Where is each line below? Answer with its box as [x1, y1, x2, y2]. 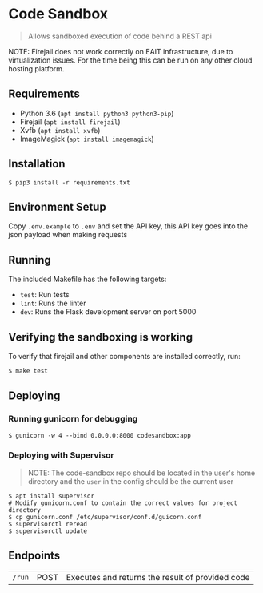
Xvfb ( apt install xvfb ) [19, 125, 101, 135]
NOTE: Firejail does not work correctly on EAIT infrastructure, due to [8, 46, 233, 56]
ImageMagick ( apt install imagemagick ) [19, 134, 154, 143]
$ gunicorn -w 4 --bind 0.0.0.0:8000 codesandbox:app [8, 431, 192, 439]
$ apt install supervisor [8, 492, 94, 500]
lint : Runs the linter [19, 298, 86, 309]
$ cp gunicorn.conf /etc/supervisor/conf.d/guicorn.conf [8, 513, 202, 521]
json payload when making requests [8, 230, 128, 240]
